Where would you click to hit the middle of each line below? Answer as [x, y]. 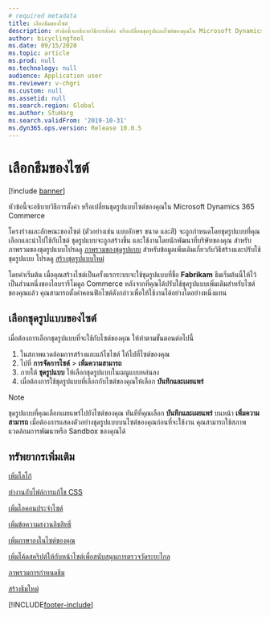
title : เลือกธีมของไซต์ [38, 23]
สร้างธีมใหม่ [23, 589]
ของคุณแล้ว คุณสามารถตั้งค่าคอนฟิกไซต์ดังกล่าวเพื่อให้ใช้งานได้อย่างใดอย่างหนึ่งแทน [118, 292]
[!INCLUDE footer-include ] [51, 605]
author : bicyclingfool [46, 38]
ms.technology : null [43, 68]
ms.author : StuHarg [41, 114]
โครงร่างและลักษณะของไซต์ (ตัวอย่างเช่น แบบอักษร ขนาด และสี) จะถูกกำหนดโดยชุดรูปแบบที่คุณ [134, 231]
